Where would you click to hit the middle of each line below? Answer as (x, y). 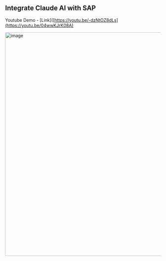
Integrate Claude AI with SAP (51, 8)
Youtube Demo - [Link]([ (30, 20)
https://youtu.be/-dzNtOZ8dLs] (86, 20)
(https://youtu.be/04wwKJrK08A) (39, 25)
